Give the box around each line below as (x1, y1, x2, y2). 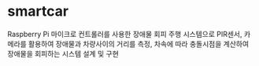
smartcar (7, 2, 68, 20)
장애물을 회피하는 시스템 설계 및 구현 (7, 49, 119, 58)
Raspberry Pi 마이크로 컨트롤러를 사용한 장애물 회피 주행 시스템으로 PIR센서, (7, 29, 242, 38)
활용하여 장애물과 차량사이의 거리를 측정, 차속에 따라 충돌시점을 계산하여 (28, 38, 250, 49)
